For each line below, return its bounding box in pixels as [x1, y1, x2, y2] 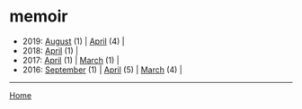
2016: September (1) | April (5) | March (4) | [22, 64, 182, 75]
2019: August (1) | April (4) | [22, 36, 125, 46]
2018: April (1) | [22, 45, 79, 55]
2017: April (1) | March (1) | [22, 54, 120, 65]
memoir [9, 6, 68, 27]
